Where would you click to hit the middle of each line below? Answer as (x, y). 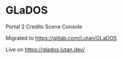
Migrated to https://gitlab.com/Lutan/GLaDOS (61, 38)
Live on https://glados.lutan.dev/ (45, 49)
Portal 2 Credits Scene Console (44, 27)
